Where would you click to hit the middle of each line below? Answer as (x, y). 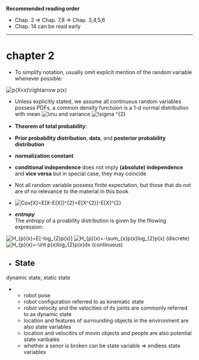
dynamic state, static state (38, 277)
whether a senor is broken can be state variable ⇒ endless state (102, 345)
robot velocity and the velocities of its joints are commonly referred (105, 308)
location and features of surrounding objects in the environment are (106, 320)
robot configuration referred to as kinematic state (84, 301)
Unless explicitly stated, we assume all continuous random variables (98, 101)
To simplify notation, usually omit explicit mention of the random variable (103, 72)
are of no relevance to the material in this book (72, 191)
